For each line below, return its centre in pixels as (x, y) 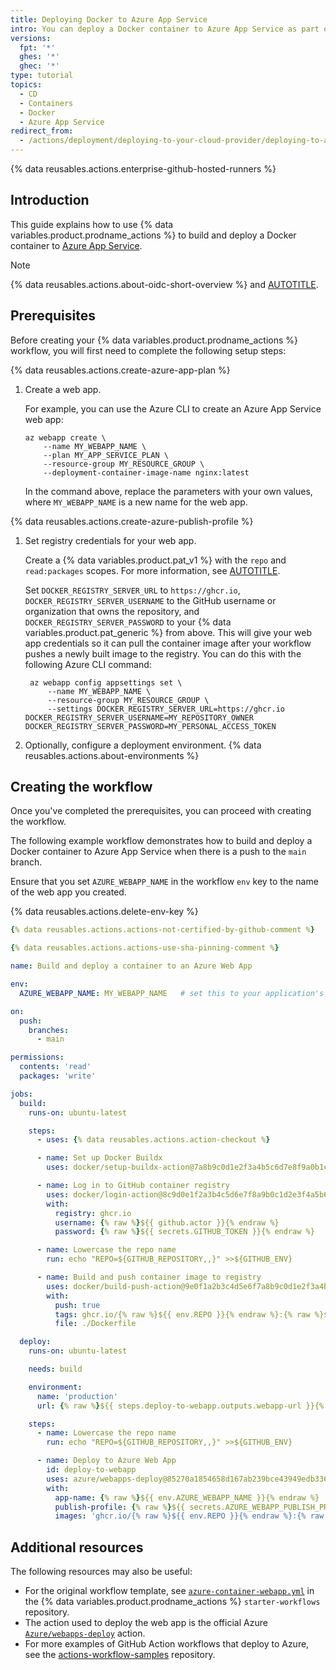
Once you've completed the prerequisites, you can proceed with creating (161, 811)
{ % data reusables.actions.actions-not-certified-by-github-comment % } (162, 930)
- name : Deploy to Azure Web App (106, 1461)
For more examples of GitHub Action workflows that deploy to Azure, (167, 1644)
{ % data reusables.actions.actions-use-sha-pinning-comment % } (145, 948)
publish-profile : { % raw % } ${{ (120, 1507)
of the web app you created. (68, 892)
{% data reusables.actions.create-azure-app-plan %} (120, 370)
